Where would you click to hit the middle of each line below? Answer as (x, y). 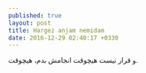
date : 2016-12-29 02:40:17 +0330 (63, 38)
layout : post (30, 23)
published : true (35, 15)
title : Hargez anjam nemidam (56, 30)
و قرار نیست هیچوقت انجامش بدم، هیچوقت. (73, 60)
